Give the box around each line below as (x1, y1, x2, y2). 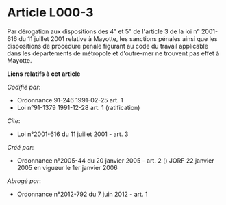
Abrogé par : (7, 176, 41, 185)
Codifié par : (7, 83, 41, 91)
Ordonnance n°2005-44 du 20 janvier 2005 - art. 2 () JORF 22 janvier (16, 156, 214, 165)
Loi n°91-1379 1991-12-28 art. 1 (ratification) (16, 103, 140, 111)
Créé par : (7, 143, 34, 151)
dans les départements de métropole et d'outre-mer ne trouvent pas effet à (7, 49, 220, 57)
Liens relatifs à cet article (7, 70, 81, 78)
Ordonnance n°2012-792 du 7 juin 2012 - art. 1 (16, 190, 149, 198)
